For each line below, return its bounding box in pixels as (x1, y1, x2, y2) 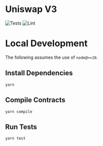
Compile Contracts (5, 96, 65, 104)
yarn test (5, 136, 26, 141)
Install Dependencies (5, 69, 73, 77)
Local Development (5, 38, 88, 49)
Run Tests (5, 122, 37, 131)
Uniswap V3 (5, 4, 57, 15)
